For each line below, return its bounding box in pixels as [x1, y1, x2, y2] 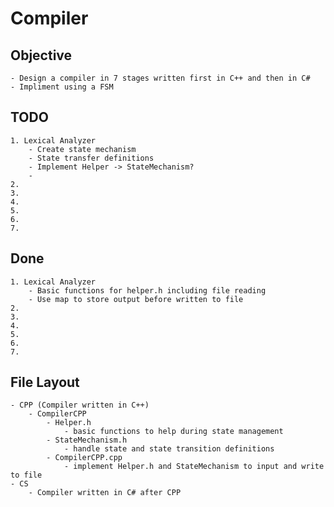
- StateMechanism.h [46, 435, 128, 446]
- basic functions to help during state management [63, 427, 284, 437]
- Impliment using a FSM [10, 82, 114, 92]
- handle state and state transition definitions [63, 444, 275, 454]
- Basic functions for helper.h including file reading [28, 285, 267, 296]
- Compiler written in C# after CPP [28, 488, 182, 498]
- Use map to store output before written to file [28, 294, 244, 304]
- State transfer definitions [28, 153, 155, 163]
